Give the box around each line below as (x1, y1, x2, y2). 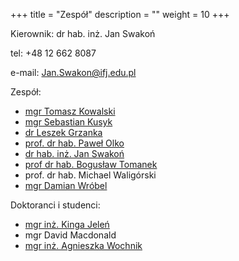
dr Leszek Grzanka (24, 127, 103, 138)
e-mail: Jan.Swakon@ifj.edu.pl (10, 67, 137, 78)
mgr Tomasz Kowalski (24, 105, 116, 117)
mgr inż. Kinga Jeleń (24, 219, 110, 230)
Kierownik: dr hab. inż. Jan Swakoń (10, 28, 156, 39)
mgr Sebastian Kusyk (24, 116, 113, 128)
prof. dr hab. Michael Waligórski (24, 169, 157, 181)
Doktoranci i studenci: (10, 199, 101, 211)
